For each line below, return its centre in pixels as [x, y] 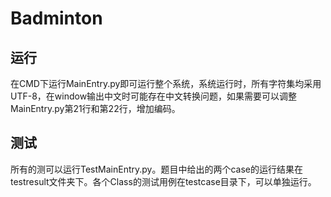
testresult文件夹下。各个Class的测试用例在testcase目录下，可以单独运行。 [163, 181]
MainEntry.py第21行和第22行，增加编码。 [95, 108]
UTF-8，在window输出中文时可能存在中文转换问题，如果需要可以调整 [154, 96]
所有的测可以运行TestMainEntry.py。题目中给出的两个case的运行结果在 [157, 169]
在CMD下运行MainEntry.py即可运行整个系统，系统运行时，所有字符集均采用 [166, 83]
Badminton [56, 18]
